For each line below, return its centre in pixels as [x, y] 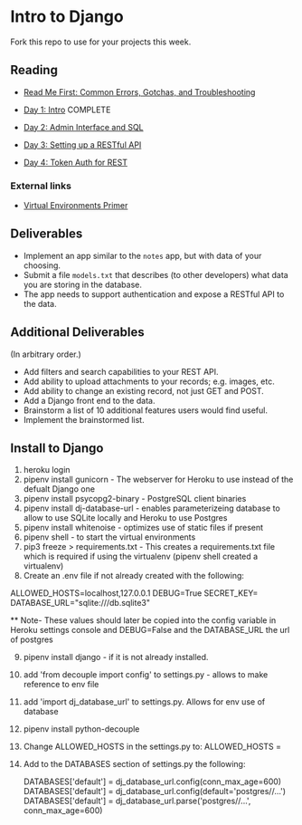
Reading [34, 70]
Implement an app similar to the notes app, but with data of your [142, 255]
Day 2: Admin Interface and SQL [83, 127]
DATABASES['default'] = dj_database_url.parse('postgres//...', [137, 801]
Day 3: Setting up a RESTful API [82, 144]
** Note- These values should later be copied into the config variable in [143, 620]
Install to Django [57, 449]
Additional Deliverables [77, 332]
